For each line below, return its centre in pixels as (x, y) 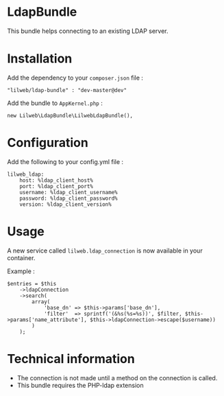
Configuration (48, 143)
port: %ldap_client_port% (57, 186)
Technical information (71, 359)
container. (21, 257)
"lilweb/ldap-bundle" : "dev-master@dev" (67, 90)
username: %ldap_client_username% (69, 192)
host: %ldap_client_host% (57, 180)
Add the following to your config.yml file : (65, 161)
